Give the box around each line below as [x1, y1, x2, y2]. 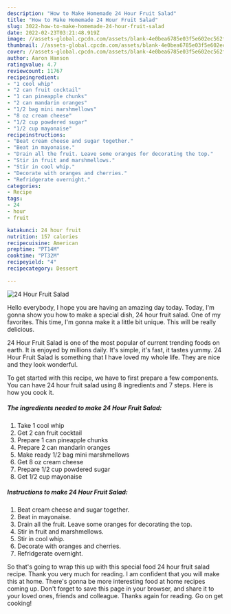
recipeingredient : [7, 73, 60, 81]
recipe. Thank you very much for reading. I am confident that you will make [7, 569, 220, 578]
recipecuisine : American [7, 240, 78, 247]
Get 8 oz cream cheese [16, 457, 84, 466]
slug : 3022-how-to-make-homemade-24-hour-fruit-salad [7, 23, 165, 30]
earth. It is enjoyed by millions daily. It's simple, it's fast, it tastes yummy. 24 [7, 345, 222, 354]
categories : [7, 183, 41, 190]
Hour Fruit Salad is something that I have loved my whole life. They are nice [7, 353, 221, 361]
